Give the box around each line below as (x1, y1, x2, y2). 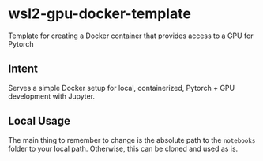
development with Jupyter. (8, 92, 96, 101)
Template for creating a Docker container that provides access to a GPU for (8, 31, 254, 40)
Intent (8, 62, 38, 76)
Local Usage (8, 114, 71, 128)
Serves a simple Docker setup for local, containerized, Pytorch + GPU (8, 83, 235, 92)
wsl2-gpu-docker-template (8, 5, 192, 23)
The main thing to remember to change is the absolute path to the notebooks (8, 135, 256, 144)
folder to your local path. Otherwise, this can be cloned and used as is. (8, 144, 239, 153)
